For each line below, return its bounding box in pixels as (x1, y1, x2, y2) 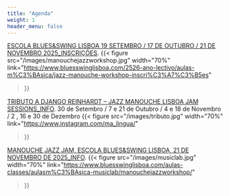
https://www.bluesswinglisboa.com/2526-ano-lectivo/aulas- (23, 63, 195, 72)
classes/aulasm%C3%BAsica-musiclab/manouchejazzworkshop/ (7, 168, 192, 176)
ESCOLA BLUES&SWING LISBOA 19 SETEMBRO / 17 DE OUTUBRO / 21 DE (7, 42, 216, 50)
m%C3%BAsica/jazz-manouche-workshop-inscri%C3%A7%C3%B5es (7, 71, 209, 79)
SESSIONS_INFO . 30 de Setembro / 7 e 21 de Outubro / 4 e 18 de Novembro (7, 105, 222, 113)
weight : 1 (7, 17, 36, 23)
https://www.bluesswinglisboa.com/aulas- (63, 161, 183, 169)
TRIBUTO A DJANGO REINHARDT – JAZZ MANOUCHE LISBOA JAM (7, 98, 199, 106)
